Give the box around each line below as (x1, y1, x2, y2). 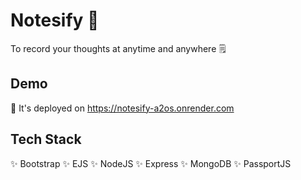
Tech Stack (10, 131, 82, 148)
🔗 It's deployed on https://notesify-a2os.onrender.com (10, 102, 235, 114)
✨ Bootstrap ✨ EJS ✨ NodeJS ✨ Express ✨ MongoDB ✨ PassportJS (10, 157, 292, 169)
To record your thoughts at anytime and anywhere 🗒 (10, 42, 227, 54)
